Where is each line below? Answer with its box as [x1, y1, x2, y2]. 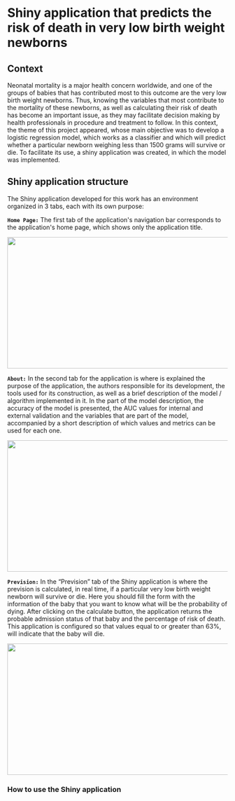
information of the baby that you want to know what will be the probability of [7, 599, 227, 608]
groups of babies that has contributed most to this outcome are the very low [7, 89, 227, 97]
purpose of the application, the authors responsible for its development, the [7, 381, 225, 390]
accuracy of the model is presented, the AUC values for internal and [7, 404, 204, 412]
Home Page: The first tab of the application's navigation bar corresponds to [7, 215, 222, 224]
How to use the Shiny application [7, 784, 122, 794]
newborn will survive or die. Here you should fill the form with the [7, 592, 196, 601]
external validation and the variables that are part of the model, [7, 411, 189, 420]
